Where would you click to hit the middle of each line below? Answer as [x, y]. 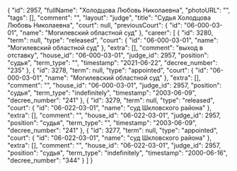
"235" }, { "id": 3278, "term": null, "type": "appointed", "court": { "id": [108, 70]
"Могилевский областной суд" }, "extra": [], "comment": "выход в [105, 48]
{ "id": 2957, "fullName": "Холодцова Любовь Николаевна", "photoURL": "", [119, 10]
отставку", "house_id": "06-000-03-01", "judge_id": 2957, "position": [108, 55]
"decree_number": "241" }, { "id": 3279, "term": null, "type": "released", [111, 100]
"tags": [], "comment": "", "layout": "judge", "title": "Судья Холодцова [109, 18]
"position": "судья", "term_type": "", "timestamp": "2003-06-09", [102, 123]
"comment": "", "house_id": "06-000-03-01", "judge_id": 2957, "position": [115, 85]
